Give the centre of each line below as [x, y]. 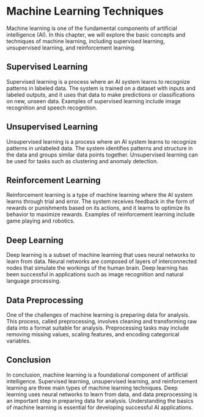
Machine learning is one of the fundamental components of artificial [92, 28]
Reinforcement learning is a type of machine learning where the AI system [100, 195]
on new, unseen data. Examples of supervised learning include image [94, 101]
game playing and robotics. [41, 221]
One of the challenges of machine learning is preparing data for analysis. [98, 315]
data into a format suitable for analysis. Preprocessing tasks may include [98, 328]
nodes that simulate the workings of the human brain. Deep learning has [97, 268]
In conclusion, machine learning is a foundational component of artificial [97, 375]
